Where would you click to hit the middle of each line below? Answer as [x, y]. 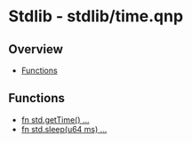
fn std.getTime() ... [55, 119]
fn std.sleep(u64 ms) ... [64, 129]
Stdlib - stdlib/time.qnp [96, 16]
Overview [36, 49]
